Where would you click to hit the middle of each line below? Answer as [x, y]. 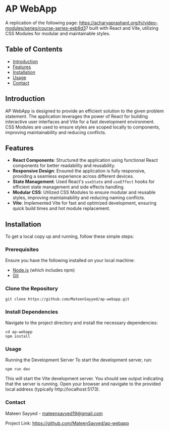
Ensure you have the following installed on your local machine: [70, 261]
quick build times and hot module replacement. [61, 208]
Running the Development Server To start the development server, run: [79, 360]
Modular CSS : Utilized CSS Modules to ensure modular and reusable [84, 193]
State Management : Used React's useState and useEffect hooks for [83, 181]
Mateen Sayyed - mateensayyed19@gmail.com [54, 413]
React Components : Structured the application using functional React [85, 160]
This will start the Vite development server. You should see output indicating [84, 379]
